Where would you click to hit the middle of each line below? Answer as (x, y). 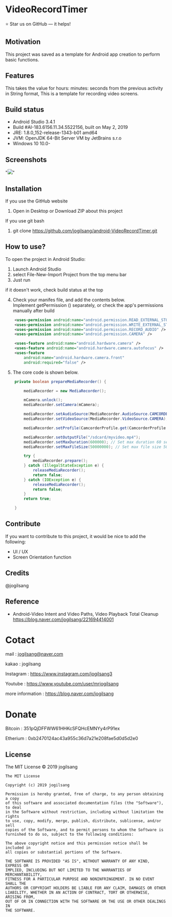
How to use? (26, 247)
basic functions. (22, 59)
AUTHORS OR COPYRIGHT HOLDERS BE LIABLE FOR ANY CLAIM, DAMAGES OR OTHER (86, 888)
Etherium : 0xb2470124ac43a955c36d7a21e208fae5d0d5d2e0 (72, 739)
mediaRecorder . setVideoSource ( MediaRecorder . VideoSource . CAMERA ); (96, 419)
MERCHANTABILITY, (24, 875)
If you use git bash (25, 221)
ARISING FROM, (20, 897)
